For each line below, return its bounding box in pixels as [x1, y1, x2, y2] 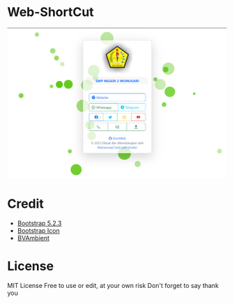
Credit [7, 196, 44, 212]
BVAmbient [17, 234, 50, 242]
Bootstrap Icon [17, 226, 61, 234]
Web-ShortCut [7, 4, 94, 20]
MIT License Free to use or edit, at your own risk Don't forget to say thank [7, 281, 219, 289]
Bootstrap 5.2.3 [17, 219, 62, 227]
